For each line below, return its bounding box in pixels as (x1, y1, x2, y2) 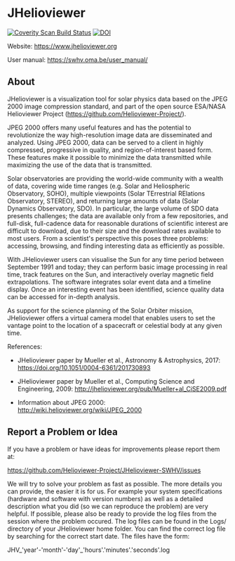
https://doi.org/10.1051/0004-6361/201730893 (17, 363, 151, 372)
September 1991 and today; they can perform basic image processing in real (7, 263, 228, 271)
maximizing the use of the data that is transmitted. (7, 160, 152, 169)
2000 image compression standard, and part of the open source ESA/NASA (7, 102, 227, 111)
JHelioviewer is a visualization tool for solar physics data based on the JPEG (7, 94, 228, 103)
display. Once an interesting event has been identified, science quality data (7, 285, 224, 294)
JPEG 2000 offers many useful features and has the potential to (7, 123, 192, 132)
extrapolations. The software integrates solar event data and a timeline (7, 277, 212, 286)
